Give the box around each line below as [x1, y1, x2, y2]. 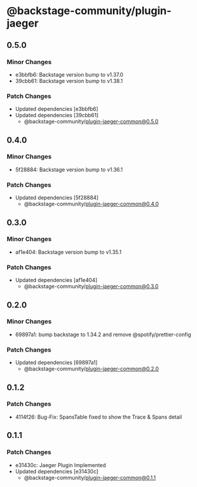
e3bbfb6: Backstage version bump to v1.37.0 [15, 71, 123, 78]
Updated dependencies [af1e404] [15, 277, 98, 284]
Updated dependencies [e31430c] [15, 468, 99, 475]
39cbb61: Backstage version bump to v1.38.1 [15, 77, 123, 84]
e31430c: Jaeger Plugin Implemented [15, 461, 106, 469]
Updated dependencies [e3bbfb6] [15, 105, 99, 112]
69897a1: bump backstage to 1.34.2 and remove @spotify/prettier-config [15, 331, 192, 338]
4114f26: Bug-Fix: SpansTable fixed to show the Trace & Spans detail [15, 413, 182, 420]
